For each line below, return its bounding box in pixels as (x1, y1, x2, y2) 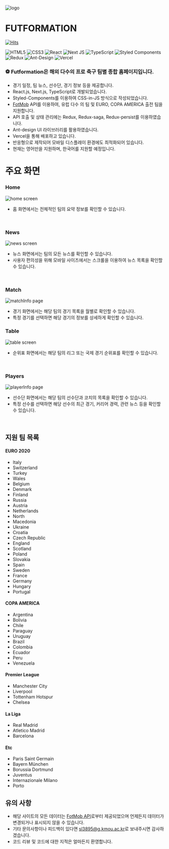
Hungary (12, 583, 31, 589)
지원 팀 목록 (5, 433, 39, 442)
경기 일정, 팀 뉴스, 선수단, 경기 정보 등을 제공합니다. (12, 82, 114, 88)
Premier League (5, 672, 39, 678)
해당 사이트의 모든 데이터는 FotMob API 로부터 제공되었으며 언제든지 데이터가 (12, 813, 164, 820)
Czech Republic (12, 535, 46, 541)
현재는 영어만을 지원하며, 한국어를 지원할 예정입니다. (12, 146, 115, 152)
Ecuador (12, 649, 30, 655)
